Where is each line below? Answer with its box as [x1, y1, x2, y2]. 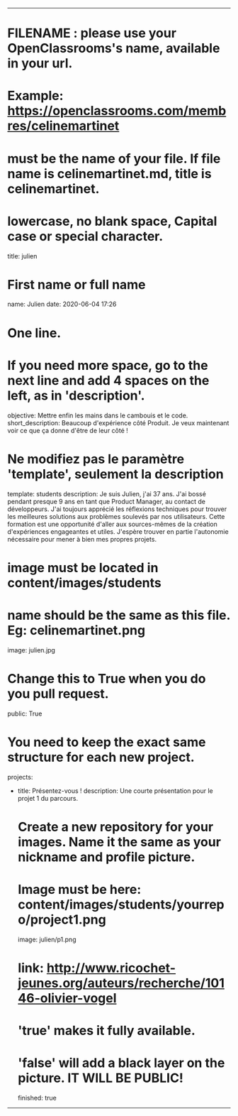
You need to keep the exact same [7, 734, 206, 750]
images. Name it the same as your [17, 833, 222, 850]
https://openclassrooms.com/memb [7, 103, 227, 119]
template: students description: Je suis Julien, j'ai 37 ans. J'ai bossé [7, 489, 207, 498]
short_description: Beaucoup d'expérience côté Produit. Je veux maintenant [7, 418, 229, 427]
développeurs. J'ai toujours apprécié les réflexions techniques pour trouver [7, 505, 227, 513]
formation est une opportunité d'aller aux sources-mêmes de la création [7, 520, 218, 528]
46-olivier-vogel [17, 990, 117, 1006]
